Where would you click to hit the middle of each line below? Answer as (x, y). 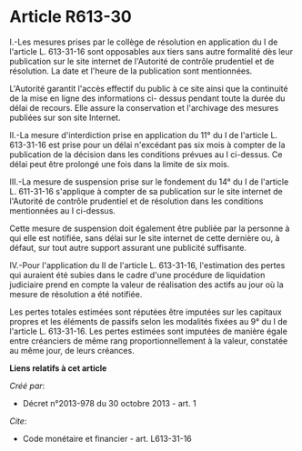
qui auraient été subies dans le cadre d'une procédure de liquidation (137, 275)
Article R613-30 (70, 17)
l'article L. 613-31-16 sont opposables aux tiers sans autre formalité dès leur (151, 51)
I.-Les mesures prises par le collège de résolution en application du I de (144, 42)
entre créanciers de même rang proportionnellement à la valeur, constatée (149, 341)
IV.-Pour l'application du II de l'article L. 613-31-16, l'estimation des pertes (147, 265)
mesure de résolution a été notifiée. (76, 294)
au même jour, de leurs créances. (72, 350)
